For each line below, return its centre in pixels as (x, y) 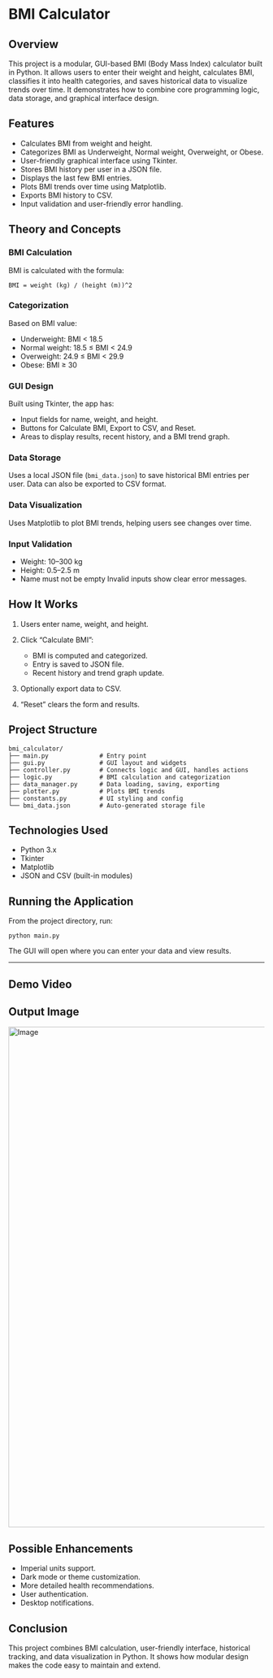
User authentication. (54, 1594)
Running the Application (71, 901)
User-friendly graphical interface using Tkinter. (99, 160)
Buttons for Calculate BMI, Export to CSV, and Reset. (108, 428)
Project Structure (53, 730)
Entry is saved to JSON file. (78, 664)
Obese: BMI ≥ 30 (48, 365)
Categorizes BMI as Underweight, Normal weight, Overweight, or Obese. (142, 152)
